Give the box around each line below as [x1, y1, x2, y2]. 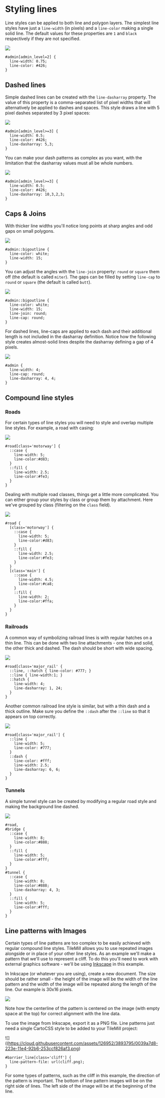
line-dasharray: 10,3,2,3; [9, 192, 65, 197]
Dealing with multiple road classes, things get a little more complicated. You [5, 492, 159, 498]
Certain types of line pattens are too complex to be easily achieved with [5, 940, 151, 946]
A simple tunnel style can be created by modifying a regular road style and [5, 798, 157, 804]
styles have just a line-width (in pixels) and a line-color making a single [5, 25, 154, 31]
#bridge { [5, 827, 26, 832]
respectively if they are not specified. [5, 36, 81, 42]
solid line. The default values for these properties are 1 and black [5, 30, 137, 36]
